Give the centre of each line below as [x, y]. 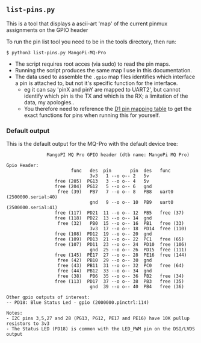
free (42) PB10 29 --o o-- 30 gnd [105, 260]
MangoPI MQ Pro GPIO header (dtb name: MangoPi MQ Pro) [118, 155]
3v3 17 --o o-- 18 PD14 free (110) [138, 229]
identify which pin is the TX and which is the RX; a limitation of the [106, 96]
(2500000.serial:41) [32, 208]
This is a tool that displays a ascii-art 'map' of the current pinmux [87, 24]
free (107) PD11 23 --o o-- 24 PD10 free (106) [121, 245]
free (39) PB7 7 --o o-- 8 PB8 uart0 [115, 192]
